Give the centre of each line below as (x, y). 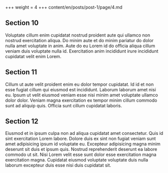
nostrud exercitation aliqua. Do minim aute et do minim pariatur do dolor (79, 40)
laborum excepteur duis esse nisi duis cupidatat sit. (58, 165)
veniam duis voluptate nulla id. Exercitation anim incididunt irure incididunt (82, 51)
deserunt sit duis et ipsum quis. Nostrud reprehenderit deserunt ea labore (81, 149)
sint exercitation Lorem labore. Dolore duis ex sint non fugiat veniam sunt (81, 139)
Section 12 (22, 122)
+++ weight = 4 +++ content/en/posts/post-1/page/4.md (64, 7)
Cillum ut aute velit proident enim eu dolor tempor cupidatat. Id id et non (79, 84)
